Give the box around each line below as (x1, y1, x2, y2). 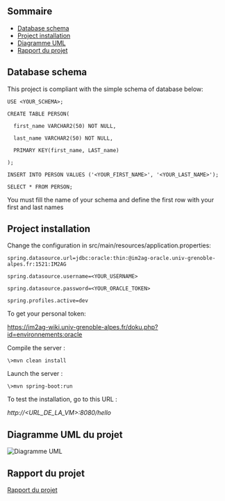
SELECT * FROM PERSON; (7, 183, 73, 190)
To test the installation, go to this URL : (7, 395, 118, 404)
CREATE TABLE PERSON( (7, 110, 70, 117)
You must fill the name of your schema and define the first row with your (7, 195, 214, 204)
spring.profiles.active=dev (7, 297, 89, 304)
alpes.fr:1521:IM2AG (7, 261, 67, 268)
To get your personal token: (7, 309, 86, 318)
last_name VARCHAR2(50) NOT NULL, (13, 135, 113, 142)
